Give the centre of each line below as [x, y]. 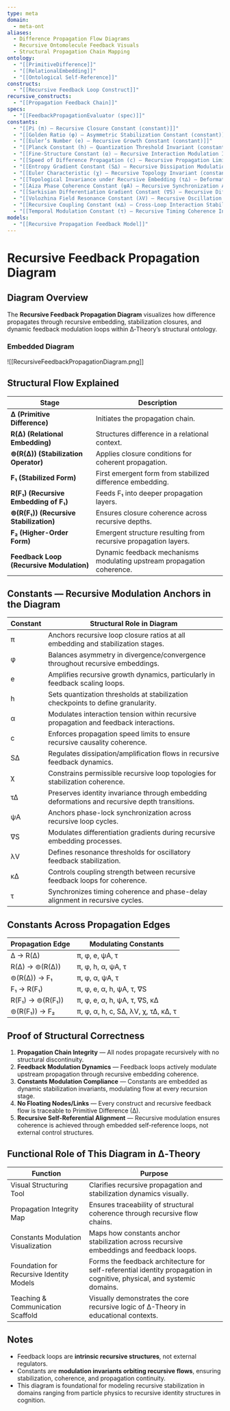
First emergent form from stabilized [153, 473]
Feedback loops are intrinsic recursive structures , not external [107, 1356]
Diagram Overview [48, 298]
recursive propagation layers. [143, 541]
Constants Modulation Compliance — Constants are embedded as [112, 1082]
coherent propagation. [131, 462]
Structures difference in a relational [152, 434]
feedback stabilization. [84, 861]
